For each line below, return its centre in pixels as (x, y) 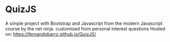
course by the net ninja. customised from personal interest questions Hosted (85, 28)
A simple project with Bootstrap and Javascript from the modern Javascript (84, 23)
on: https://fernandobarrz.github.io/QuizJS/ (51, 34)
